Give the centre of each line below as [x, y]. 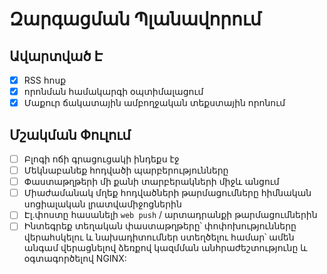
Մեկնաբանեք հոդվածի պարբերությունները [126, 170]
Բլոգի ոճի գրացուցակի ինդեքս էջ [101, 159]
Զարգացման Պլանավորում [135, 19]
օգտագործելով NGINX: [75, 259]
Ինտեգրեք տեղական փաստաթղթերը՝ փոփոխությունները [160, 226]
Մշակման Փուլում [70, 134]
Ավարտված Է [56, 56]
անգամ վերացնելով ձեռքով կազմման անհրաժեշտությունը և [165, 248]
